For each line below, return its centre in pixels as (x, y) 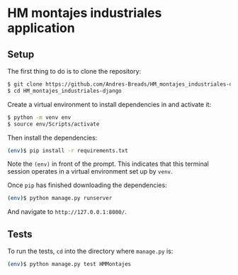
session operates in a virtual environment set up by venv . (90, 172)
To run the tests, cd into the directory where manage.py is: (90, 251)
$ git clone (25, 84)
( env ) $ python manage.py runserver (60, 198)
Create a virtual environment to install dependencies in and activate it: (109, 104)
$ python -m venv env (39, 117)
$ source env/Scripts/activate (53, 124)
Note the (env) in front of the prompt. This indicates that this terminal (108, 164)
